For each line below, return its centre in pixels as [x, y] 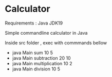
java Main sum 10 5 [33, 53]
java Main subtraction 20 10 [41, 58]
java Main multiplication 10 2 [42, 63]
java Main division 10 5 [36, 69]
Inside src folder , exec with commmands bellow [56, 43]
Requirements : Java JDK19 [34, 23]
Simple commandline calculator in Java [46, 33]
